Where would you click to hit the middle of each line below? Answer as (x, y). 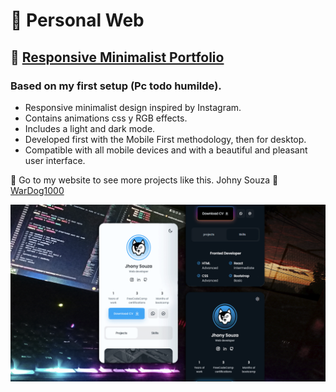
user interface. (55, 160)
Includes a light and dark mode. (90, 128)
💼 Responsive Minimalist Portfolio (117, 57)
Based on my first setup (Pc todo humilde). (116, 86)
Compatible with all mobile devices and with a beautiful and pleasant (166, 150)
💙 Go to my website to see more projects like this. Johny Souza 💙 (144, 180)
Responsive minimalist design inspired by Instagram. (133, 107)
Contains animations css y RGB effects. (106, 118)
